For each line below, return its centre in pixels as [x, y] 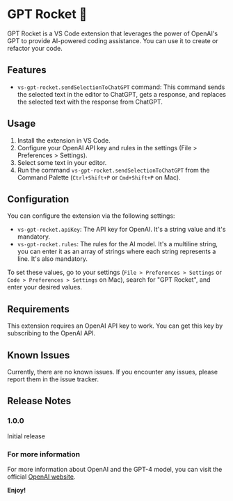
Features [27, 70]
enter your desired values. [45, 287]
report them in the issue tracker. [53, 379]
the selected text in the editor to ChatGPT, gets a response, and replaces [121, 94]
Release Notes [39, 401]
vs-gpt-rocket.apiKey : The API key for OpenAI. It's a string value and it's [121, 230]
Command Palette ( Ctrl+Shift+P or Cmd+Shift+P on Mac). [99, 177]
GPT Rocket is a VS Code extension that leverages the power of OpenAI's [112, 33]
